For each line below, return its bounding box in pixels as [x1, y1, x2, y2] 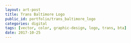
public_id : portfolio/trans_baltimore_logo [5, 16, 96, 21]
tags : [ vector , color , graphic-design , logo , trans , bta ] [5, 26, 127, 31]
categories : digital [5, 21, 48, 26]
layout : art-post [5, 7, 41, 12]
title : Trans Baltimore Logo [5, 12, 65, 17]
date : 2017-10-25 [5, 30, 41, 35]
